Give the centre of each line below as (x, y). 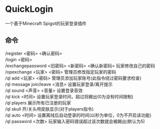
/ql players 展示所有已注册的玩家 (38, 103)
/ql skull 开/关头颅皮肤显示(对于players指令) (49, 109)
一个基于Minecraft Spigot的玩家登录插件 (46, 23)
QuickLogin (29, 9)
